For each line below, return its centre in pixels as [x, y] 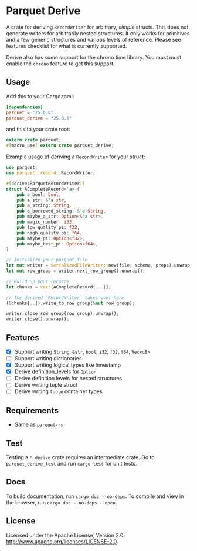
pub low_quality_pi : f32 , [48, 227]
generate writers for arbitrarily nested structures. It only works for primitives [98, 33]
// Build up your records [38, 281]
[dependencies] [25, 107]
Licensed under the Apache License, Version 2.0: [65, 535]
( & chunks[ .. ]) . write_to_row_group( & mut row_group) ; [70, 303]
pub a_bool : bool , [39, 195]
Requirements [32, 410]
